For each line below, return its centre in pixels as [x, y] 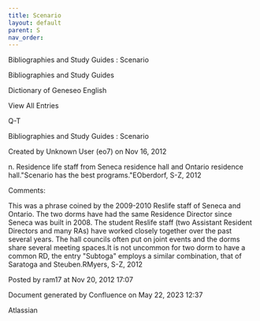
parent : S [24, 30]
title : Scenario [35, 15]
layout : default [35, 23]
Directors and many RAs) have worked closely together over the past [120, 231]
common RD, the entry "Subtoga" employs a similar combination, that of [125, 256]
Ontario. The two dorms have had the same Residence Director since [120, 215]
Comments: [27, 191]
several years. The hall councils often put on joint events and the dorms [124, 239]
